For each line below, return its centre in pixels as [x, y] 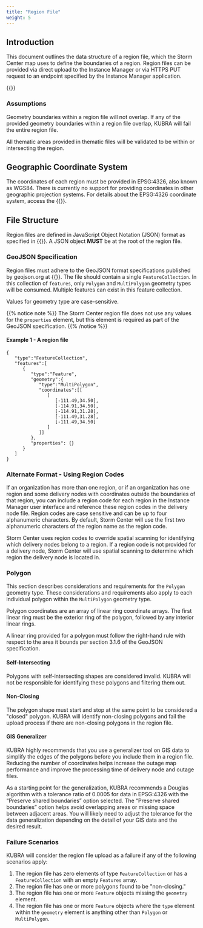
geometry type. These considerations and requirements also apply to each [99, 593]
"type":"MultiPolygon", [68, 384]
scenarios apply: [27, 862]
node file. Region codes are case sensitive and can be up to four [87, 513]
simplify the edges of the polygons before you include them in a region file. [100, 756]
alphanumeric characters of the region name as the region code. [87, 527]
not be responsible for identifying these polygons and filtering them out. [96, 682]
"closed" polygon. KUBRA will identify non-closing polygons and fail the [96, 716]
